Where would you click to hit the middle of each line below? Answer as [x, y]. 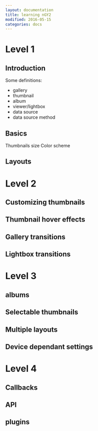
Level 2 [21, 183]
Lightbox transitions [38, 254]
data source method [34, 117]
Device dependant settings [49, 347]
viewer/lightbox [29, 106]
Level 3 [21, 276]
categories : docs [24, 24]
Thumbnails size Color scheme [38, 146]
